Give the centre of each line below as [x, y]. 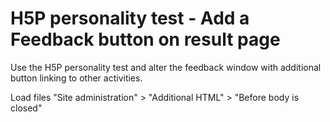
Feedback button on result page [145, 39]
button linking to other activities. [76, 78]
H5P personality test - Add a [130, 18]
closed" [26, 108]
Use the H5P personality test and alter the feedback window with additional [166, 67]
